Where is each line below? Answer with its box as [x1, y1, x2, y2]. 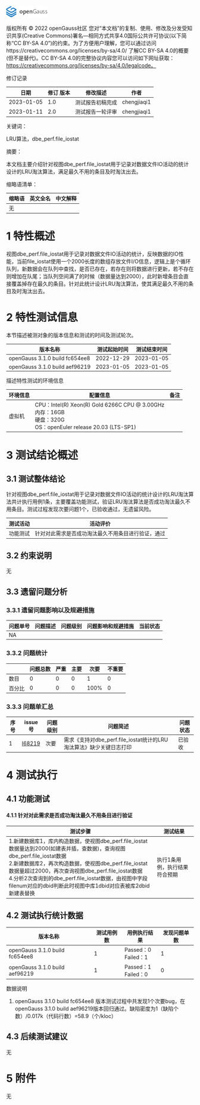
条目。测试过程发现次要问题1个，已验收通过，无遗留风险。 [11, 505, 155, 513]
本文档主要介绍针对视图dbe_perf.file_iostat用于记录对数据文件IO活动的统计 [6, 160, 189, 167]
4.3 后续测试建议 [6, 1032, 68, 1042]
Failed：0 [124, 970, 148, 977]
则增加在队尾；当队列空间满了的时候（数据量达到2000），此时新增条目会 [6, 272, 184, 280]
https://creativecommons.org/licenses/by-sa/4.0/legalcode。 [6, 62, 157, 69]
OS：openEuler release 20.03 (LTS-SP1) [35, 423, 136, 430]
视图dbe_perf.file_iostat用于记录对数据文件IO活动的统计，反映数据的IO [6, 250, 179, 257]
